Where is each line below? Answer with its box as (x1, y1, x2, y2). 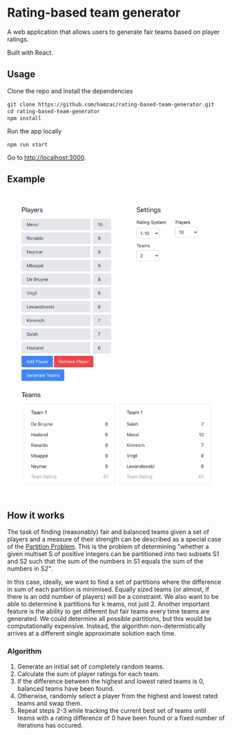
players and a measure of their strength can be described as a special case (7, 535, 222, 544)
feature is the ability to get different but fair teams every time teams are (7, 607, 210, 615)
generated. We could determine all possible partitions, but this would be (7, 615, 212, 623)
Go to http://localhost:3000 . (7, 153, 86, 162)
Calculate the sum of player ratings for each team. (17, 669, 160, 678)
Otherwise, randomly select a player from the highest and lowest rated (17, 691, 218, 700)
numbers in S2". (7, 564, 53, 573)
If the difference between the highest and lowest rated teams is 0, (17, 677, 205, 685)
